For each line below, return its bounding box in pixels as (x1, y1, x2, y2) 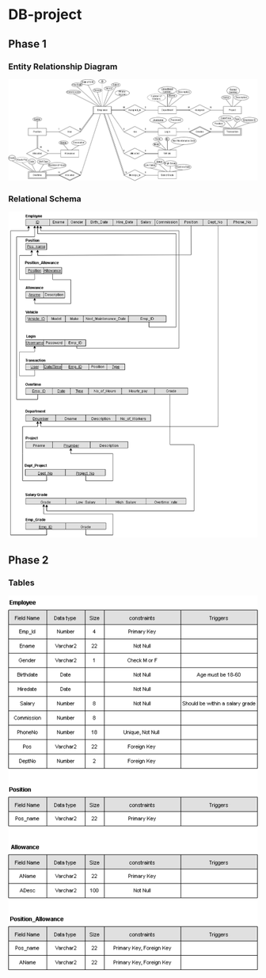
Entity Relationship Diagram (8, 61, 118, 72)
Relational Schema (8, 193, 82, 204)
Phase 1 (8, 37, 47, 51)
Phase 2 (8, 553, 49, 567)
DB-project (8, 6, 82, 24)
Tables (8, 577, 35, 588)
